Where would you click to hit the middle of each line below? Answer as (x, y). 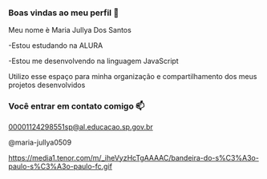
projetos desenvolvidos (47, 85)
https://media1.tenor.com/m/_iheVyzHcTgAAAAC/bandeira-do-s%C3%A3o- (133, 157)
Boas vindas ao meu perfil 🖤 (64, 13)
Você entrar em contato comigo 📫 (77, 106)
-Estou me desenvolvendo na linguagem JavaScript (93, 61)
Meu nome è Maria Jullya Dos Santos (70, 30)
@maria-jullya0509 (40, 142)
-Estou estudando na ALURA (56, 46)
